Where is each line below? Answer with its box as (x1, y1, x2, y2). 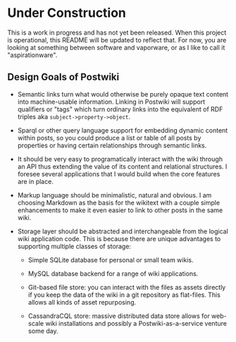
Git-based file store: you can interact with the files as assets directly (27, 283, 226, 291)
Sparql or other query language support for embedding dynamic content (17, 126, 228, 135)
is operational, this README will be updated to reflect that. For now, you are (7, 35, 227, 44)
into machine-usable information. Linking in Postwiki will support (17, 97, 206, 106)
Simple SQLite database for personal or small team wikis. (27, 255, 194, 264)
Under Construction (7, 5, 127, 21)
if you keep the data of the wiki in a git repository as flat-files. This (27, 291, 221, 299)
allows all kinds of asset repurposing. (27, 298, 136, 306)
